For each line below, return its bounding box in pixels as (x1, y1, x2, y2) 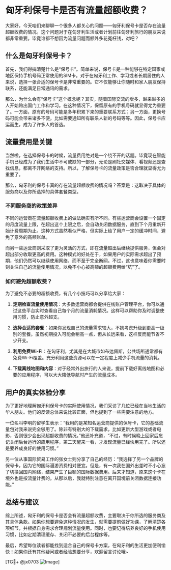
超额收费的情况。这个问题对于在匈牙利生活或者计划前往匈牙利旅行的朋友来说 (5, 28, 166, 35)
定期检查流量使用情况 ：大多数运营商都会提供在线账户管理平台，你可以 (12, 301, 160, 307)
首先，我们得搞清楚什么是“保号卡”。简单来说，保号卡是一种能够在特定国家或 (5, 66, 165, 72)
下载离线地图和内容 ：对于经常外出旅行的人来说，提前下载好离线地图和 (12, 365, 160, 372)
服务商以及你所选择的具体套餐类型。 (5, 188, 81, 194)
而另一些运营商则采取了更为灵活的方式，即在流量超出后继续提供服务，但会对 (5, 245, 166, 251)
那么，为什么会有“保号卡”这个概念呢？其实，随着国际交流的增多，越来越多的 (5, 96, 165, 102)
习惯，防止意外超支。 (17, 314, 62, 320)
